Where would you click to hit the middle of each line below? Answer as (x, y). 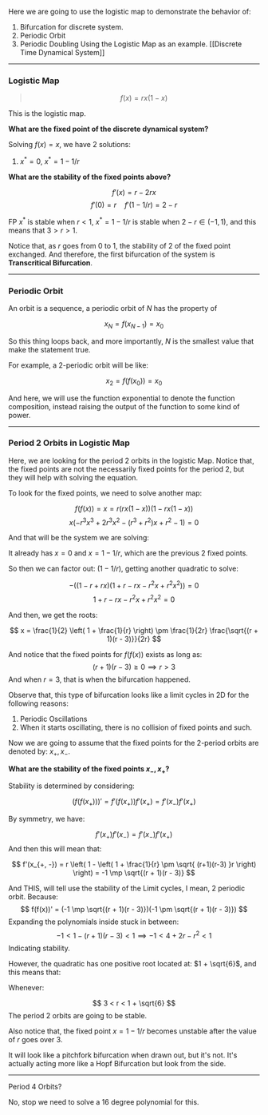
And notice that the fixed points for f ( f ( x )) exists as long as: (105, 654)
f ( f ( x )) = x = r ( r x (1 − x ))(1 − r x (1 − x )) (134, 508)
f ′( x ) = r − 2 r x (134, 192)
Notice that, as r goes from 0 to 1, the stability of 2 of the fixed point (120, 245)
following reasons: (39, 703)
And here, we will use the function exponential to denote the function (122, 398)
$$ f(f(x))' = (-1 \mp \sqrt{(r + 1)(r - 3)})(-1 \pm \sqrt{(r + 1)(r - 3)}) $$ (134, 909)
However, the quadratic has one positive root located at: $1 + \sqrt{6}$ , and (132, 963)
